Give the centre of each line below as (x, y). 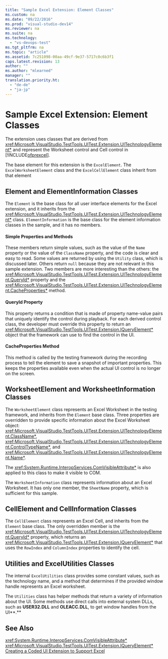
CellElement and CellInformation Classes (71, 509)
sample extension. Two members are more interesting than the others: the (82, 269)
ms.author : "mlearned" (29, 71)
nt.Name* (15, 457)
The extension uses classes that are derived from (57, 139)
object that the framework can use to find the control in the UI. (70, 335)
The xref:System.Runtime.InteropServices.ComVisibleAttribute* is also (78, 467)
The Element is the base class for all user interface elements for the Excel (81, 204)
